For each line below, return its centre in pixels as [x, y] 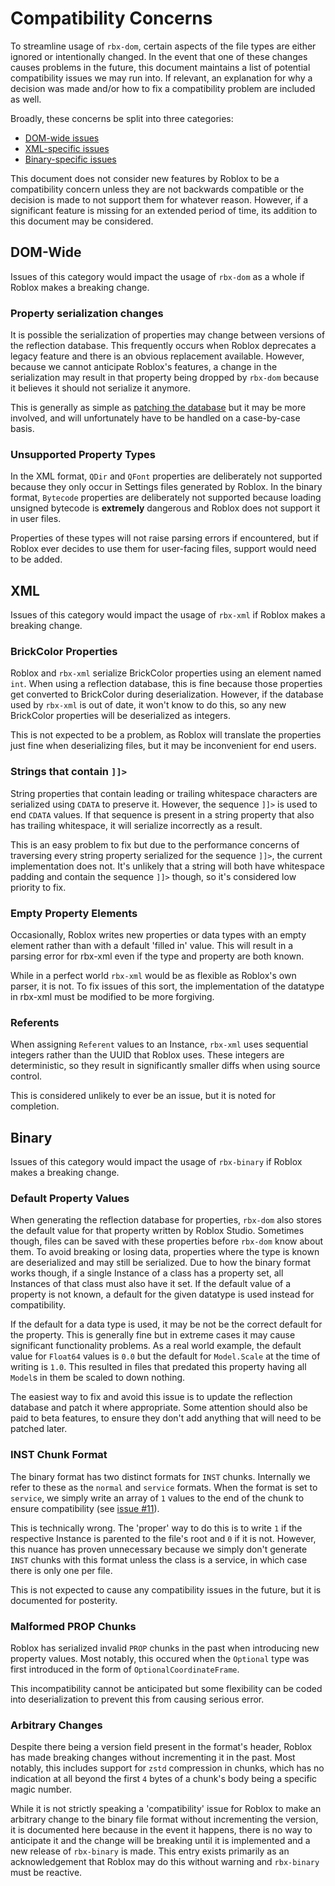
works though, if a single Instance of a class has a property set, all [147, 1273]
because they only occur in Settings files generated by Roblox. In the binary [166, 487]
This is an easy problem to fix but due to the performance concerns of [155, 844]
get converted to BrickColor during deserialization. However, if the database [167, 694]
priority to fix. [38, 887]
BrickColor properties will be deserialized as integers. [121, 716]
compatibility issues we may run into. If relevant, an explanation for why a [161, 78]
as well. [26, 99]
